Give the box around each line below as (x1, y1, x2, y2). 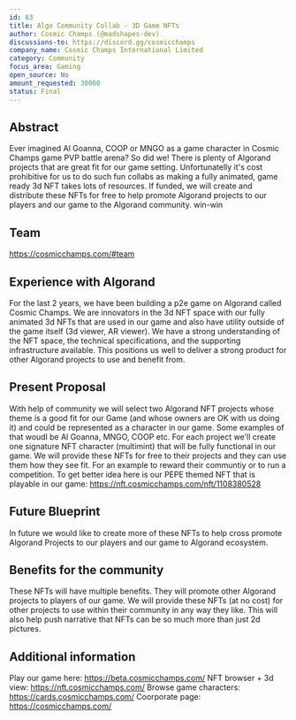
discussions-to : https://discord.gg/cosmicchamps (9, 37, 196, 47)
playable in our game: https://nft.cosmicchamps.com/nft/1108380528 (9, 479, 262, 489)
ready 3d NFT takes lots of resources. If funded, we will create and (9, 180, 254, 191)
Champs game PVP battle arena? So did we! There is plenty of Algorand (9, 152, 271, 164)
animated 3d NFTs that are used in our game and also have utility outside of (9, 316, 285, 327)
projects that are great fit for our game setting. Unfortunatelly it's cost (9, 162, 263, 172)
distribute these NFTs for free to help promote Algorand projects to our (9, 190, 267, 201)
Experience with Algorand (9, 274, 156, 289)
